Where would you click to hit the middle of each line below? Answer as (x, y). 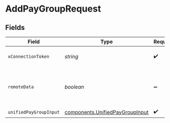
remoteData (21, 87)
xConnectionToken (29, 56)
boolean (74, 87)
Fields (15, 28)
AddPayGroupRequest (53, 9)
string (71, 56)
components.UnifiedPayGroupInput (107, 112)
